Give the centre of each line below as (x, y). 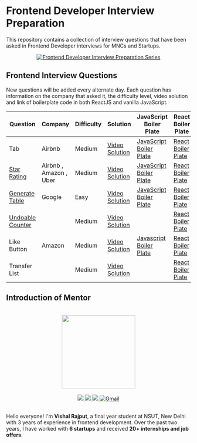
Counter (20, 225)
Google (52, 197)
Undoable (23, 217)
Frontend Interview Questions (62, 75)
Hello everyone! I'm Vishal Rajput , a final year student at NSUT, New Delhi (96, 416)
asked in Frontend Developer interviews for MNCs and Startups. (83, 46)
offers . (14, 435)
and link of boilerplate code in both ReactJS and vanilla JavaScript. (87, 102)
